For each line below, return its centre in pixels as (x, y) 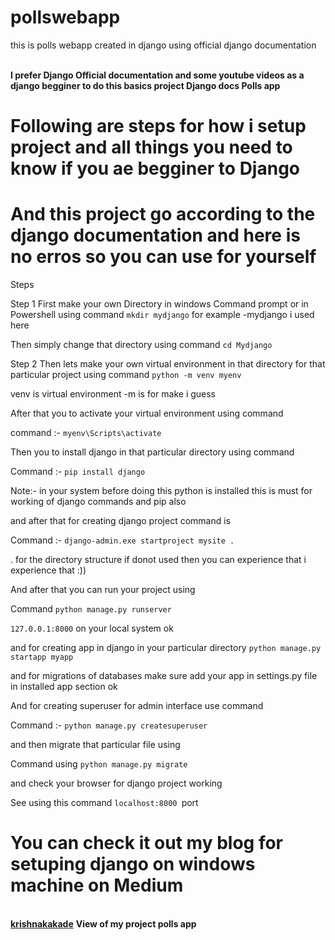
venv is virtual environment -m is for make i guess (113, 394)
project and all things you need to (151, 147)
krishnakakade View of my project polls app (103, 924)
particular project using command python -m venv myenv (126, 375)
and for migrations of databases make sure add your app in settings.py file (164, 676)
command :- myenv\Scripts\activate (86, 433)
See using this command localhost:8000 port (104, 803)
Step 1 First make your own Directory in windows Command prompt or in (159, 304)
